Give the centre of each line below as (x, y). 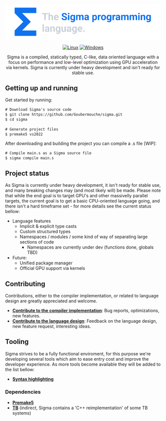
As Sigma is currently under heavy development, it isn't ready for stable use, (83, 185)
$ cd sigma (16, 120)
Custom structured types (45, 232)
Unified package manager (46, 263)
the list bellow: (20, 369)
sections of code (37, 242)
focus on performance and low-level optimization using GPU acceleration (83, 62)
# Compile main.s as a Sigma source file (48, 153)
